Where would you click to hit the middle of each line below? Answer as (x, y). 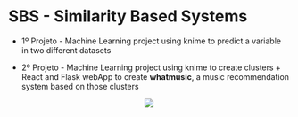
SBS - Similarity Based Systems (128, 16)
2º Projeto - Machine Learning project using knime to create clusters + (151, 67)
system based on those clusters (80, 86)
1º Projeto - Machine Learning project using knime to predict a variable (151, 41)
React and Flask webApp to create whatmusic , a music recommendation (155, 76)
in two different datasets (66, 50)
